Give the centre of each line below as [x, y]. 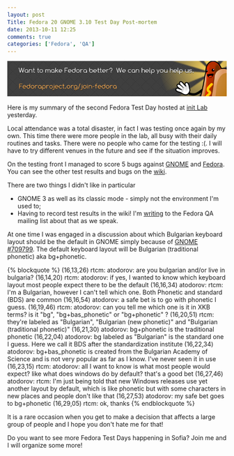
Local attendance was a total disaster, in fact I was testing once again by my [117, 128]
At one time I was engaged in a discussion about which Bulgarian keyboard [115, 234]
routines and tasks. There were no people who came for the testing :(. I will [115, 143]
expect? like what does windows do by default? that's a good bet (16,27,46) [115, 374]
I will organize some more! [45, 445]
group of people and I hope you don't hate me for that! [85, 424]
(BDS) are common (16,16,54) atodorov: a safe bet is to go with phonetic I [112, 299]
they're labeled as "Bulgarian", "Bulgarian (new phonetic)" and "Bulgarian [112, 321]
